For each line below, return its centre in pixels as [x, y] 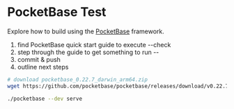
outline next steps [43, 67]
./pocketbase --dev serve [45, 99]
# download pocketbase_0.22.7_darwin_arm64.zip [78, 79]
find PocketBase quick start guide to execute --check [94, 44]
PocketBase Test [57, 12]
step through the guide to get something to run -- [88, 52]
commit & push [39, 59]
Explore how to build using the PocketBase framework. [86, 31]
